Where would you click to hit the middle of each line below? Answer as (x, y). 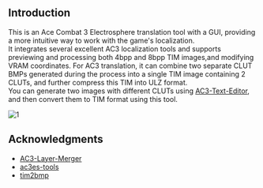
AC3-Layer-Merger (51, 158)
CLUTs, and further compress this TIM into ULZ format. (98, 82)
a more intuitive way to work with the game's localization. (101, 40)
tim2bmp (34, 175)
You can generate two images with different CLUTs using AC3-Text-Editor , (129, 91)
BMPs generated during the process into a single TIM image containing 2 (127, 73)
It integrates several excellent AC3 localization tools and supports (115, 49)
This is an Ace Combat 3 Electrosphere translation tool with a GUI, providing (132, 32)
